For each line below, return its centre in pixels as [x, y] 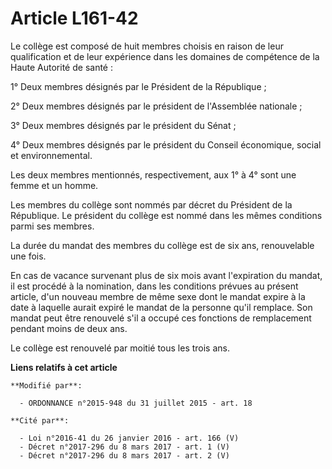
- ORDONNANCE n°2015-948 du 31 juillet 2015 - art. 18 [136, 403]
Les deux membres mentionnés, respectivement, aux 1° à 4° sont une [153, 174]
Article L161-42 [74, 18]
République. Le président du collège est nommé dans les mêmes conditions [166, 215]
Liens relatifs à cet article [64, 367]
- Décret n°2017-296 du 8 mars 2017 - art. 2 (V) [124, 455]
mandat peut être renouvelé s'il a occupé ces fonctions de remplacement [161, 318]
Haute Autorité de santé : [61, 67]
